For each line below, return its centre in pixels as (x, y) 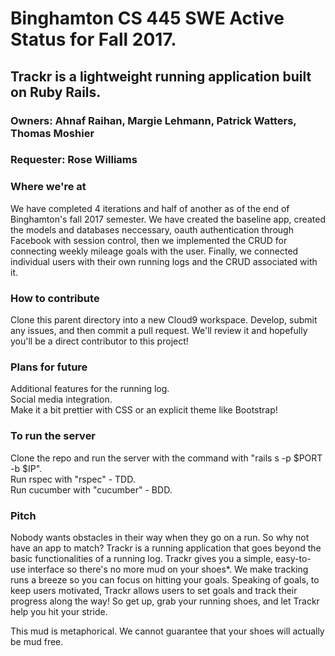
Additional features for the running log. (90, 389)
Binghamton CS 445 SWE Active (147, 18)
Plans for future (49, 367)
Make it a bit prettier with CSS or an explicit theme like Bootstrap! (144, 410)
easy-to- (293, 558)
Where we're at (48, 187)
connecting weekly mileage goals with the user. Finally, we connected (154, 251)
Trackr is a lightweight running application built (161, 76)
